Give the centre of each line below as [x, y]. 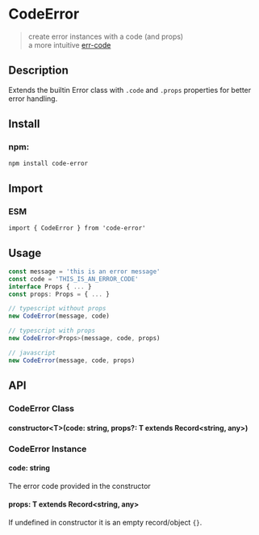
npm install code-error [48, 164]
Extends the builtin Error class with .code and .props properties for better [130, 90]
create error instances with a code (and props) [106, 36]
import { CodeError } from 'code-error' [77, 228]
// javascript [32, 352]
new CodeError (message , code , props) [72, 360]
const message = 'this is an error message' [84, 272]
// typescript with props [52, 331]
